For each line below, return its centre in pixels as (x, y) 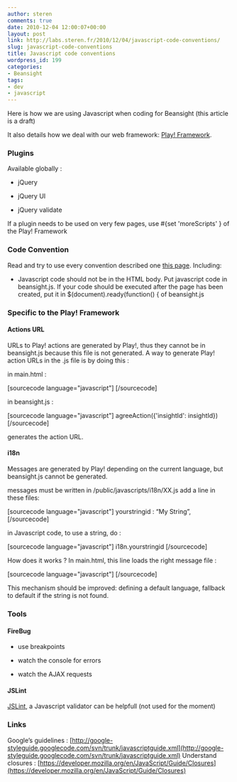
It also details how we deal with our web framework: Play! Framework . (110, 135)
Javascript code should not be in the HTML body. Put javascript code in (122, 279)
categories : (25, 67)
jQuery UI (32, 196)
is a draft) (21, 121)
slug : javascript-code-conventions (60, 47)
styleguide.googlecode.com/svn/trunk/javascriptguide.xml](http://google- (116, 748)
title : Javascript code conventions (61, 54)
